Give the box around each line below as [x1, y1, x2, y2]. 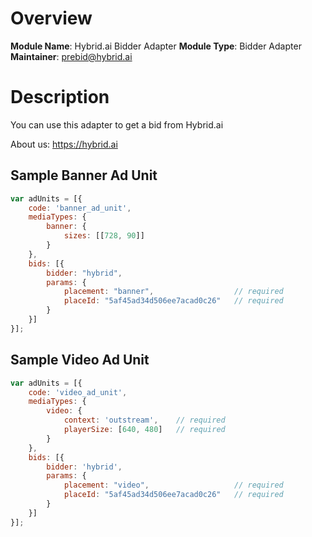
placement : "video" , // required [63, 480, 284, 491]
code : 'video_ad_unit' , [28, 387, 128, 397]
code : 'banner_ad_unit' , [28, 203, 132, 213]
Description [10, 86, 110, 109]
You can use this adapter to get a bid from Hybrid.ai [10, 118, 224, 131]
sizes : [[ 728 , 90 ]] [63, 231, 145, 241]
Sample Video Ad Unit [10, 352, 150, 369]
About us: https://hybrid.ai [10, 138, 118, 150]
